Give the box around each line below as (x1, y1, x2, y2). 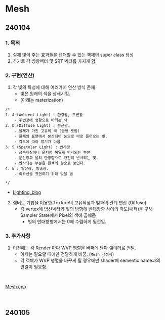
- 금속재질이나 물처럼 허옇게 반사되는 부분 (14, 150, 91, 155)
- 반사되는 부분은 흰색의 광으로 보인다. (14, 161, 86, 166)
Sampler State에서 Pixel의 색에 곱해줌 (20, 212, 96, 218)
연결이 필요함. (20, 264, 48, 270)
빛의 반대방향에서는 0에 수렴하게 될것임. (27, 218, 106, 225)
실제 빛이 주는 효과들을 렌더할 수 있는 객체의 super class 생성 (12, 52, 134, 58)
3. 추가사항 (5, 233, 31, 240)
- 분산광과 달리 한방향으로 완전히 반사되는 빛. (14, 155, 99, 161)
